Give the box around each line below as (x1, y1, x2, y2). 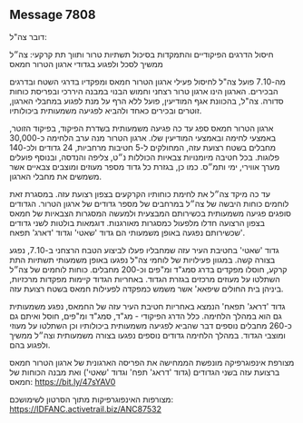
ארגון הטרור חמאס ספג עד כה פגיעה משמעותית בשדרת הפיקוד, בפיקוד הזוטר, (9, 123, 274, 133)
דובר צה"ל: (9, 31, 47, 42)
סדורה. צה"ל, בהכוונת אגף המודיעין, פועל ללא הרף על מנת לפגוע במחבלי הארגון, (9, 95, 284, 106)
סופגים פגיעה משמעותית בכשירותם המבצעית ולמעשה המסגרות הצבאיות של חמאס (9, 208, 292, 219)
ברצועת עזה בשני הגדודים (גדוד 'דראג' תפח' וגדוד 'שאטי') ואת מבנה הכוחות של (9, 367, 280, 378)
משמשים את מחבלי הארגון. (9, 171, 103, 182)
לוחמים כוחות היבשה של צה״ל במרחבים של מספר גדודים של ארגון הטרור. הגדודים (9, 198, 289, 209)
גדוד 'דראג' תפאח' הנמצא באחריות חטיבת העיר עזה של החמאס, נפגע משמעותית (9, 300, 286, 311)
